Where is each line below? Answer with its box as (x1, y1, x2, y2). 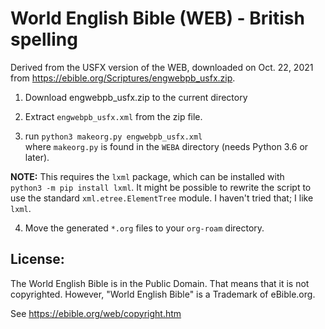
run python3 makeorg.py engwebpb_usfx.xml (24, 130, 203, 142)
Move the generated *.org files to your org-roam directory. (24, 222, 265, 234)
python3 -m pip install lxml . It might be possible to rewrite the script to (10, 181, 312, 193)
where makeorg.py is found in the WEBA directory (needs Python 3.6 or (24, 140, 309, 152)
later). (24, 151, 50, 163)
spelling (10, 28, 78, 51)
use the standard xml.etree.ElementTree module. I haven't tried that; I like (10, 192, 314, 204)
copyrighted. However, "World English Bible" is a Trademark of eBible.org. (10, 288, 316, 300)
